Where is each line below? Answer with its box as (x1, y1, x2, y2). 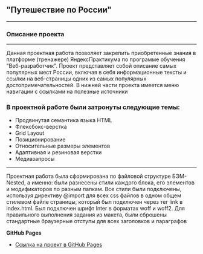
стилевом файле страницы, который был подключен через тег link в (6, 198, 183, 206)
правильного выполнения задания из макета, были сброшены (6, 211, 167, 218)
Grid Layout (14, 129, 44, 137)
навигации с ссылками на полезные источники (6, 88, 128, 96)
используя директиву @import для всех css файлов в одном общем (6, 192, 182, 199)
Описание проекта (6, 30, 65, 38)
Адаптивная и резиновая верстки (14, 149, 102, 156)
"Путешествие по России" (6, 5, 112, 15)
